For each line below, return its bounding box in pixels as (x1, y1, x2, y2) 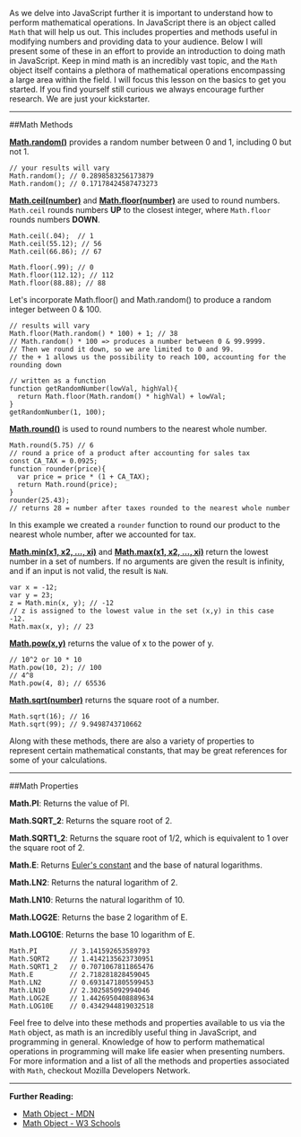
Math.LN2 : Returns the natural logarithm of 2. (9, 877, 178, 887)
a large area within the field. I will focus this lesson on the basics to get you (9, 75, 287, 84)
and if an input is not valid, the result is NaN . (9, 566, 168, 576)
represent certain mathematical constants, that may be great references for (9, 745, 288, 755)
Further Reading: (9, 1091, 74, 1101)
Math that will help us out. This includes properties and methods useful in (9, 27, 278, 37)
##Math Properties (9, 780, 79, 791)
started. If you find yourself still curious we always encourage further (9, 84, 264, 94)
